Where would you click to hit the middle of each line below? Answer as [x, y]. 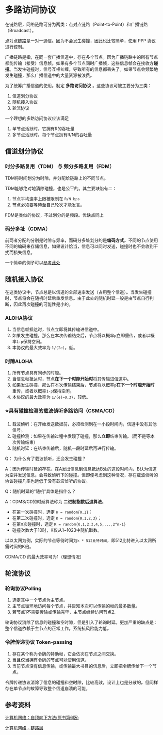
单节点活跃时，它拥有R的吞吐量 [43, 129]
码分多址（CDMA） [28, 229]
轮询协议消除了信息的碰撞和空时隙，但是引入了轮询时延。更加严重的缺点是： [81, 622]
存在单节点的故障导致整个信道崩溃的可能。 [48, 688]
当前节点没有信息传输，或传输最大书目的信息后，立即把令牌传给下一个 [82, 666]
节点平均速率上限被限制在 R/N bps [46, 198]
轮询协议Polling [23, 588]
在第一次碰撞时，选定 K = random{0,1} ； [52, 512]
